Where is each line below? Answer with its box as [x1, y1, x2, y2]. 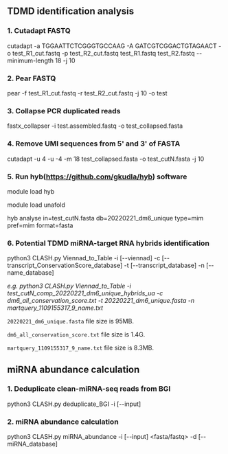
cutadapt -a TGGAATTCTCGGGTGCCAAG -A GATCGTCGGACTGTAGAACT [7, 41, 218, 50]
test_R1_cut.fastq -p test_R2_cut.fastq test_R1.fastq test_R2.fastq [12, 49, 195, 57]
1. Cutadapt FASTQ [7, 26, 71, 36]
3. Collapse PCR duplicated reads [7, 106, 121, 115]
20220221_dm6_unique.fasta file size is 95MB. [7, 317, 134, 326]
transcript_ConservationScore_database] [7, 261, 123, 270]
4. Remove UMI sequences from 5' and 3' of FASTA [7, 139, 181, 148]
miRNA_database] [7, 440, 58, 449]
